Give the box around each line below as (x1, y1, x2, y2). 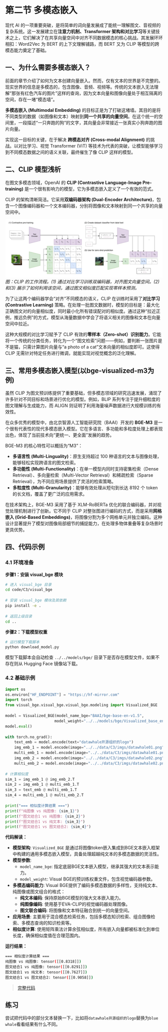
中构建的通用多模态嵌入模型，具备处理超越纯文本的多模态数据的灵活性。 (12, 851, 161, 857)
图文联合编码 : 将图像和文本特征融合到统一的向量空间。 (19, 908, 132, 914)
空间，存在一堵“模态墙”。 (5, 96, 57, 102)
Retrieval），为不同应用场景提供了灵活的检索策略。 (12, 478, 116, 484)
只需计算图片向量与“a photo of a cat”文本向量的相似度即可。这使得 (22, 344, 160, 350)
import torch (5, 697, 32, 702)
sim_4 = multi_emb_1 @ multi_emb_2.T (5, 793, 84, 798)
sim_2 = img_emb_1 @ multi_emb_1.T (5, 782, 79, 787)
